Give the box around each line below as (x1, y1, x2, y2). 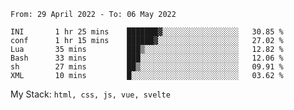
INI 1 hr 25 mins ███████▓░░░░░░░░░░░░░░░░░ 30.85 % (10, 27, 284, 37)
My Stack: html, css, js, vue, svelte (10, 88, 171, 100)
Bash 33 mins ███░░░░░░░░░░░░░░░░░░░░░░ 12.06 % (10, 53, 284, 63)
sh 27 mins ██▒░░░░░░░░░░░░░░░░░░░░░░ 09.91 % (10, 62, 284, 72)
